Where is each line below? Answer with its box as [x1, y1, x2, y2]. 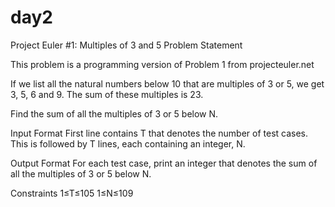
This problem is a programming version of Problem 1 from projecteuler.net [10, 58, 315, 70]
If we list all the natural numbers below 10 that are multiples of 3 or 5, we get [10, 77, 325, 90]
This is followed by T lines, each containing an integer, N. [10, 137, 246, 150]
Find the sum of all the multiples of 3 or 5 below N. [10, 107, 219, 120]
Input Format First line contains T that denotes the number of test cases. [10, 127, 309, 139]
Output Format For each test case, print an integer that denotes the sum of [10, 157, 318, 169]
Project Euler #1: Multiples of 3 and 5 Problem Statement [10, 39, 243, 51]
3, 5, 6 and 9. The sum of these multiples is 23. [10, 88, 204, 100]
